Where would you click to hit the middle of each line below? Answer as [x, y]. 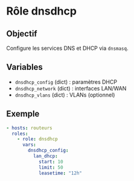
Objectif [22, 34]
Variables [25, 67]
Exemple [23, 114]
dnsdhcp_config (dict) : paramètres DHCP [66, 82]
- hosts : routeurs [29, 128]
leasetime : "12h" [60, 173]
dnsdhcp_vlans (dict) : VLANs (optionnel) [65, 95]
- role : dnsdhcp [38, 139]
